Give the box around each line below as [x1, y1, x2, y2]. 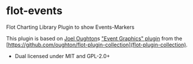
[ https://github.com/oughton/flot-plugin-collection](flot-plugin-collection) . [6, 41, 188, 48]
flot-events [6, 4, 63, 18]
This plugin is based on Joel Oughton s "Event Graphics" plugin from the [6, 35, 183, 42]
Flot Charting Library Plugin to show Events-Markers [6, 23, 135, 31]
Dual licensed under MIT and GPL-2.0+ [14, 52, 110, 59]
